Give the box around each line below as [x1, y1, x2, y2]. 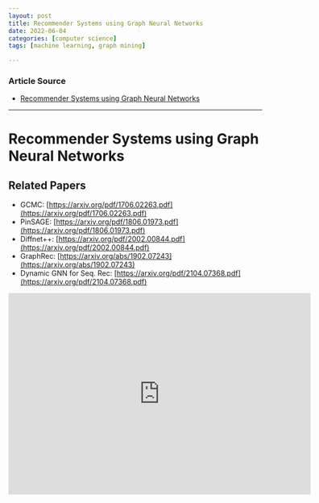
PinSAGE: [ [19, 217, 56, 227]
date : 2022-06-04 [8, 27, 67, 35]
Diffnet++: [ [19, 235, 59, 244]
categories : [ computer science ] [8, 34, 117, 43]
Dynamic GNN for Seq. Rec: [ [19, 268, 118, 278]
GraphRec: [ [19, 251, 60, 261]
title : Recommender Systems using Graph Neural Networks [8, 19, 204, 27]
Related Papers [8, 179, 86, 192]
